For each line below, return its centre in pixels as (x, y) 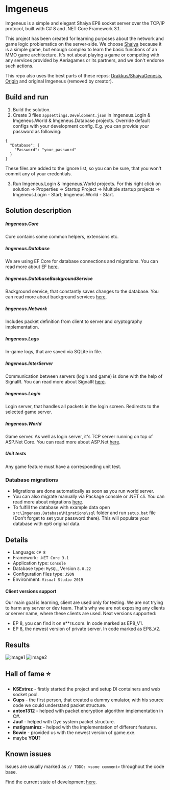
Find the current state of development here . (51, 782)
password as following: (37, 131)
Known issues (28, 754)
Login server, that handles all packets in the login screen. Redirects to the (82, 406)
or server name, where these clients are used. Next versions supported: (81, 614)
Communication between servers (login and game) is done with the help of (84, 376)
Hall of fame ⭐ (28, 674)
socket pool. (26, 694)
